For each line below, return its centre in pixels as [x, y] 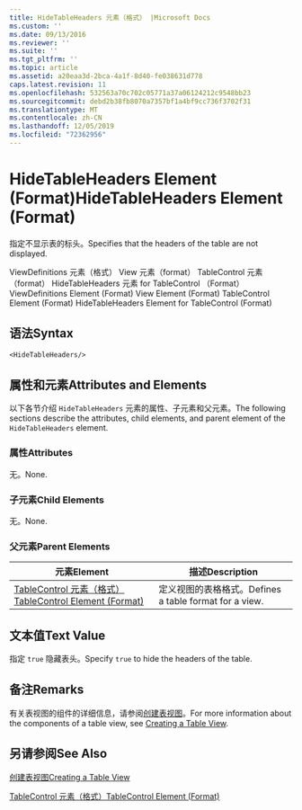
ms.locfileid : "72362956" [58, 135]
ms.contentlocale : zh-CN [56, 118]
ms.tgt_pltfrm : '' [44, 59]
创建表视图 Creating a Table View [70, 777]
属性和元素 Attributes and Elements [108, 384]
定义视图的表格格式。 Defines [220, 590]
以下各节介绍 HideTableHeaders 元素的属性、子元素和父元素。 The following [147, 408]
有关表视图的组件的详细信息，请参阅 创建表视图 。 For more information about [151, 713]
